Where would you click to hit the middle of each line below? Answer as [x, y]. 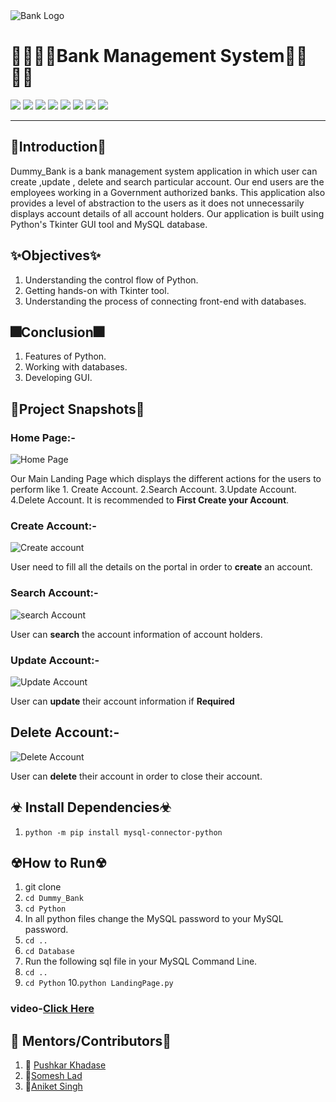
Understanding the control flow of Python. [111, 280]
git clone [43, 887]
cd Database [49, 952]
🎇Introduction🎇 [58, 147]
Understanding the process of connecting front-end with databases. [165, 301]
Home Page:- [43, 437]
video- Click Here [52, 1009]
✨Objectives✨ [56, 255]
